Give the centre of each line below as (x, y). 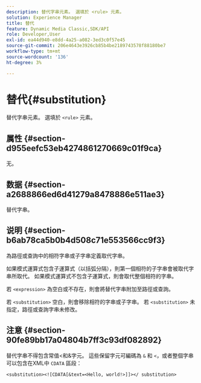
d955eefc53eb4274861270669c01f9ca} (84, 148)
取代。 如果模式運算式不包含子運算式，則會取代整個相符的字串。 (97, 276)
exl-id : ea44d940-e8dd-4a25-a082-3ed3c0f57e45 (66, 40)
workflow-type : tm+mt (33, 51)
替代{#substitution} (56, 100)
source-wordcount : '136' (37, 57)
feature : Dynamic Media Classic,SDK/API (58, 29)
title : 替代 (20, 23)
